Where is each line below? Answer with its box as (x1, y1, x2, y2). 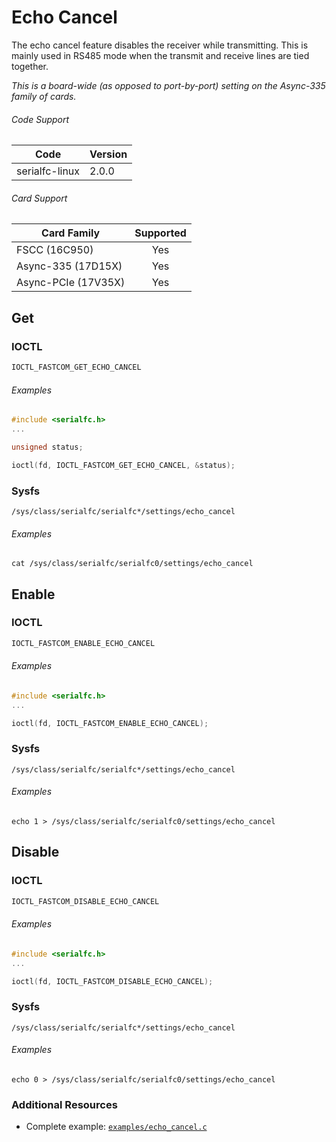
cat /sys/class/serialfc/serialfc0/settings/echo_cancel (11, 559, 254, 569)
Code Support (11, 113, 70, 125)
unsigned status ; (11, 442, 84, 452)
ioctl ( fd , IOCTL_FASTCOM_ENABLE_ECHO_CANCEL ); (11, 718, 209, 728)
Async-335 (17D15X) (16, 259, 123, 273)
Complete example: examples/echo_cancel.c (25, 1121, 208, 1133)
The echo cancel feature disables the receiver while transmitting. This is (11, 39, 309, 51)
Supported (134, 226, 187, 240)
